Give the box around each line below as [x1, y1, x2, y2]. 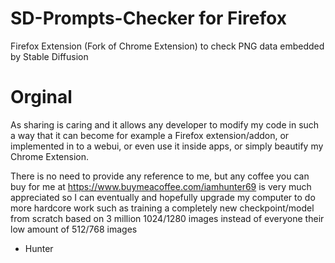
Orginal [10, 86, 73, 109]
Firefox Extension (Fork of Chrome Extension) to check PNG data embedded [10, 40, 325, 52]
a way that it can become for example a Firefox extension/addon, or [10, 129, 290, 141]
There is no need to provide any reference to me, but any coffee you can [10, 170, 310, 182]
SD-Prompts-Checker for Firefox [10, 7, 287, 30]
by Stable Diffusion [10, 50, 89, 62]
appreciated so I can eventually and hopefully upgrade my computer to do [10, 191, 316, 203]
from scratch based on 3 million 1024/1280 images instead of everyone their [10, 212, 325, 224]
